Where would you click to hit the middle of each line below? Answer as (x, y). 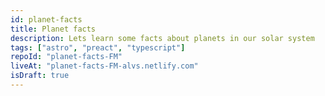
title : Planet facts (53, 29)
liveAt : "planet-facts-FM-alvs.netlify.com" (104, 66)
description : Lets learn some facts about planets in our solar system (162, 38)
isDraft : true (40, 76)
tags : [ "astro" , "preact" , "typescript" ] (98, 47)
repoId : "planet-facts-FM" (66, 57)
